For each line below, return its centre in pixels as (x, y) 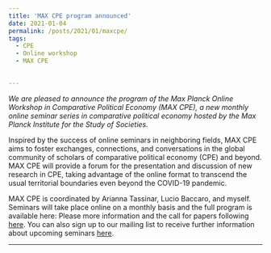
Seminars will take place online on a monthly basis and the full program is (130, 207)
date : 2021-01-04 (38, 23)
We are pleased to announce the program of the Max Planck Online (121, 99)
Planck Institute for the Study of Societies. (79, 124)
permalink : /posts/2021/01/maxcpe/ (68, 31)
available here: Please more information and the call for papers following (129, 216)
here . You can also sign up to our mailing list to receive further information (132, 224)
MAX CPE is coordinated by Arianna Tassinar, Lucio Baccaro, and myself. (130, 198)
